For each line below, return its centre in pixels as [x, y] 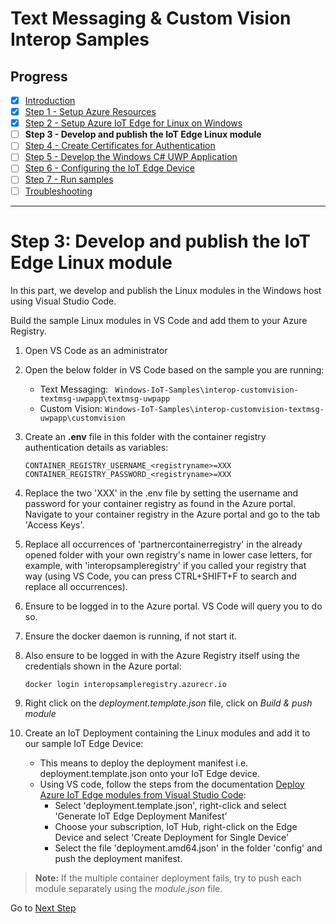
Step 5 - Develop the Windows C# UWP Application [131, 157]
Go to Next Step [43, 908]
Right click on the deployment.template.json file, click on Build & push [168, 703]
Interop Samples [80, 39]
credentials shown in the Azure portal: [103, 666]
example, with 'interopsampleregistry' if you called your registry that [165, 565]
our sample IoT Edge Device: [84, 743]
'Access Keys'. [54, 524]
